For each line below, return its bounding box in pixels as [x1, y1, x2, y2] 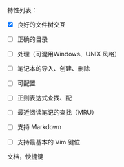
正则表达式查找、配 [17, 93, 72, 102]
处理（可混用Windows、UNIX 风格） [17, 50, 121, 58]
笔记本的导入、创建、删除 [17, 65, 90, 73]
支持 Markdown [17, 123, 62, 131]
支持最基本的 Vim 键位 [17, 137, 81, 146]
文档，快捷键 [7, 152, 43, 160]
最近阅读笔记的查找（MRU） [17, 109, 98, 117]
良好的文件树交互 [17, 21, 66, 29]
